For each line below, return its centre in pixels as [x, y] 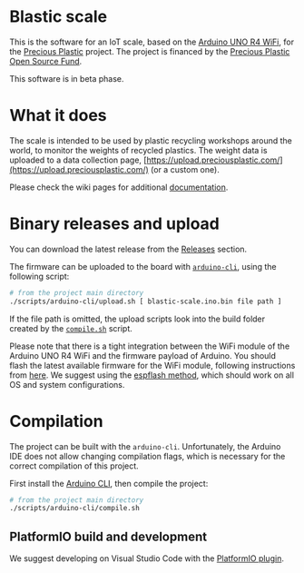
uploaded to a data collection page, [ [78, 160]
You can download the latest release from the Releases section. [128, 249]
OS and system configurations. [67, 384]
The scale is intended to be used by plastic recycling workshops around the [151, 140]
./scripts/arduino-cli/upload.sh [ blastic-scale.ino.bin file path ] [146, 301]
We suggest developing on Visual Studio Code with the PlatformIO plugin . [147, 558]
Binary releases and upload [114, 224]
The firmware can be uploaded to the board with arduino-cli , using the [143, 266]
